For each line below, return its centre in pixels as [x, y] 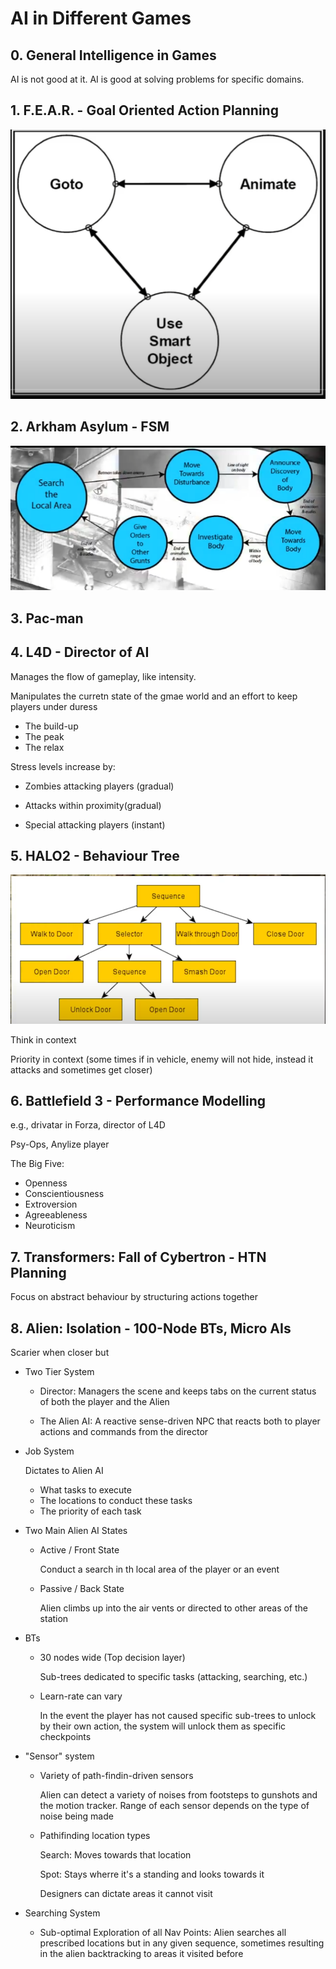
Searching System [62, 1913]
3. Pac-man [47, 618]
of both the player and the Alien [104, 1402]
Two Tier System [59, 1372]
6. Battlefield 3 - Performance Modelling [138, 1100]
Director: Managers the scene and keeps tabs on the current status [178, 1391]
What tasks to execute [85, 1490]
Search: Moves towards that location [115, 1855]
